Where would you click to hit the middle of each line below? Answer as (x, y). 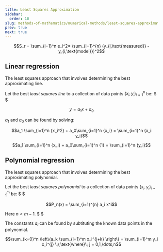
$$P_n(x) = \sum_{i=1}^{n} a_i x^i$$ (81, 204)
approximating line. (24, 83)
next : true (16, 32)
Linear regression (32, 66)
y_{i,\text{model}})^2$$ (81, 51)
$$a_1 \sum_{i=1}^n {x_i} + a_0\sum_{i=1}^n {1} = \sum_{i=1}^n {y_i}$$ (81, 145)
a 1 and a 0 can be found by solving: (40, 121)
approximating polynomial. (32, 177)
